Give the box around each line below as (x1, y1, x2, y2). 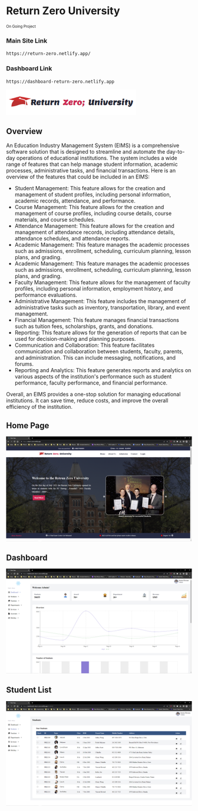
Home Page (6, 421, 49, 431)
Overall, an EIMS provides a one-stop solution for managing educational (6, 391, 181, 398)
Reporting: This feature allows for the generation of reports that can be (14, 329, 187, 336)
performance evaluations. (14, 291, 78, 299)
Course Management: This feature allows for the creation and (14, 204, 164, 211)
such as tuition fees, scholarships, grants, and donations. (14, 323, 154, 330)
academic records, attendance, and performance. (14, 197, 136, 204)
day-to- (166, 148, 185, 155)
